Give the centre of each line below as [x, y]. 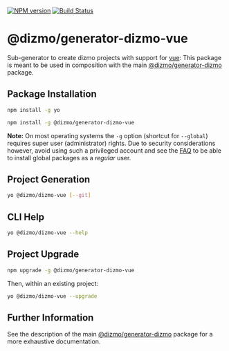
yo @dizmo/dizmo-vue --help [48, 233]
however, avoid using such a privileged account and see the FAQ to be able [114, 150]
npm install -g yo [34, 110]
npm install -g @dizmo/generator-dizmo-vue [71, 122]
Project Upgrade [43, 255]
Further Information [51, 317]
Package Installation [52, 94]
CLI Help [26, 217]
